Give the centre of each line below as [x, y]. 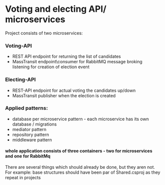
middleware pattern [32, 140]
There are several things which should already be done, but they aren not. [80, 167]
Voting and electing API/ [56, 9]
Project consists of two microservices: [44, 33]
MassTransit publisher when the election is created [64, 95]
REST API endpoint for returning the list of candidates [66, 56]
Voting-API [18, 46]
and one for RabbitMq [28, 156]
